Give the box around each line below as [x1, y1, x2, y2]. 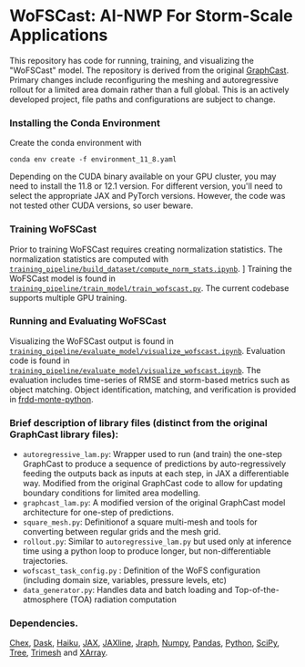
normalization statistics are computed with [9, 253, 169, 265]
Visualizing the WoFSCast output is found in [9, 335, 175, 347]
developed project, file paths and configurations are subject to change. [9, 93, 276, 105]
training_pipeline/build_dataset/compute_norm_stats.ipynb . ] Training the [9, 263, 293, 274]
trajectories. [22, 556, 68, 567]
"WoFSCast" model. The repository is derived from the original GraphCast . [9, 65, 290, 76]
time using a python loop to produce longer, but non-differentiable [22, 546, 271, 557]
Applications [9, 25, 108, 46]
